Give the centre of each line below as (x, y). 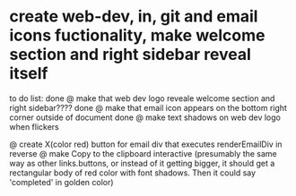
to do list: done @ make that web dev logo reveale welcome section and (142, 98)
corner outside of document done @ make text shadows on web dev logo (145, 117)
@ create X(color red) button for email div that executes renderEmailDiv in (146, 144)
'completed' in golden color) (61, 182)
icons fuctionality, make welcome (137, 35)
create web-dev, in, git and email (134, 17)
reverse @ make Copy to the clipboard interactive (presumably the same (144, 153)
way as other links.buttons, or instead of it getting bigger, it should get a (142, 163)
